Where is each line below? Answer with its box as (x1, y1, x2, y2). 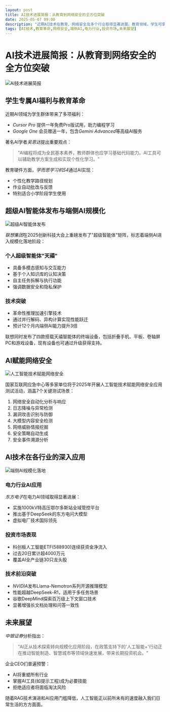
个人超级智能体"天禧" (5, 252, 58, 259)
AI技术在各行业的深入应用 (5, 453, 86, 462)
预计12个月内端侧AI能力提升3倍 (12, 323, 78, 329)
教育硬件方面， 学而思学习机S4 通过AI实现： (5, 167, 95, 173)
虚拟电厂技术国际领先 (12, 517, 57, 524)
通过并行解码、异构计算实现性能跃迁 (12, 316, 89, 322)
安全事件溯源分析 (12, 437, 49, 443)
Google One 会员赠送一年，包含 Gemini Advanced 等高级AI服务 (12, 128, 143, 134)
